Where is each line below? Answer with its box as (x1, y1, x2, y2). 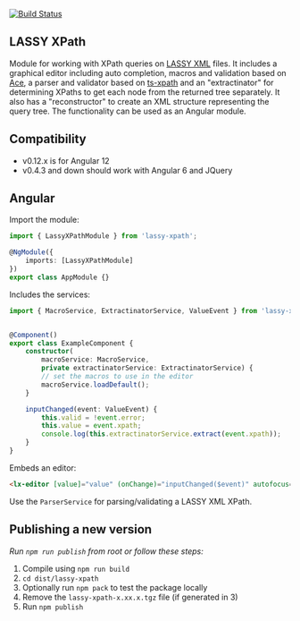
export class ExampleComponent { (9, 338, 134, 348)
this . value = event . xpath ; (41, 421, 142, 430)
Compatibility (9, 132, 87, 147)
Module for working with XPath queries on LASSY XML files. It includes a (9, 58, 278, 69)
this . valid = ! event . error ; (41, 413, 146, 422)
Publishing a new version (9, 522, 153, 537)
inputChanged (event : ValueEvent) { (25, 404, 158, 413)
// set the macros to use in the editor (41, 372, 194, 381)
